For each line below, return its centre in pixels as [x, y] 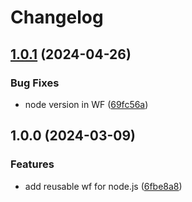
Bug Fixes [35, 83]
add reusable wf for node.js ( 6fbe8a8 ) [103, 186]
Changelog [57, 17]
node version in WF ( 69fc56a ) [86, 104]
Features [32, 164]
